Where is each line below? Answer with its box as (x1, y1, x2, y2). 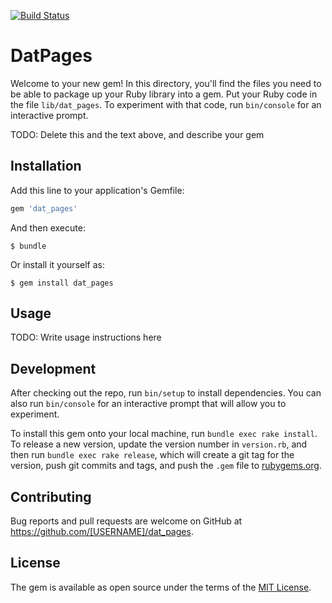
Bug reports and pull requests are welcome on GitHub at (10, 515, 243, 527)
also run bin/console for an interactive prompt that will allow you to (10, 398, 287, 410)
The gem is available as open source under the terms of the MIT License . (10, 581, 312, 593)
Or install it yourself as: (10, 258, 105, 270)
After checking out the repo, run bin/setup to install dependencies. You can (10, 387, 322, 399)
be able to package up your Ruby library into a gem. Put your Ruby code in (10, 88, 318, 100)
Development (10, 360, 97, 377)
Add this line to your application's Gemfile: (10, 184, 185, 196)
